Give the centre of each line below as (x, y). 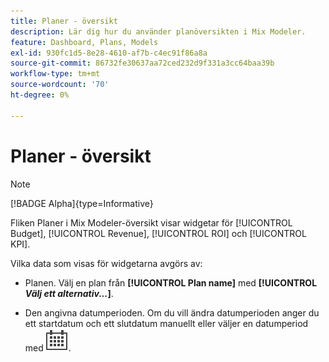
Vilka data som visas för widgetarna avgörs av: (106, 263)
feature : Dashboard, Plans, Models (84, 42)
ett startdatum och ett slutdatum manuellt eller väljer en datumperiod (166, 323)
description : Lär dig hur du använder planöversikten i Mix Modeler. (158, 31)
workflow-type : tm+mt (55, 74)
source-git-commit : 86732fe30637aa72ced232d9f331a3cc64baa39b (142, 63)
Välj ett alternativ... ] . (69, 293)
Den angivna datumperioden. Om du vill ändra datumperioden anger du (172, 312)
